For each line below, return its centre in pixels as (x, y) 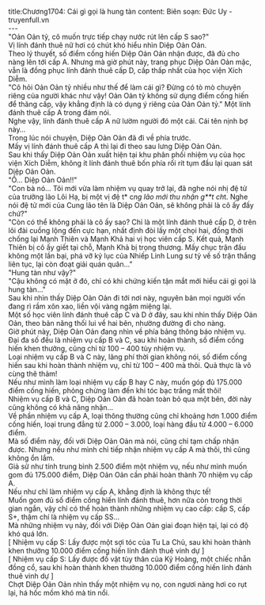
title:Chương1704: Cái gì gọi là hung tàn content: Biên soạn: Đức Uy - (120, 11)
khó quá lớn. (28, 534)
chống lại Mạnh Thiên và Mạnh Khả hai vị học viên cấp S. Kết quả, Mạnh (126, 239)
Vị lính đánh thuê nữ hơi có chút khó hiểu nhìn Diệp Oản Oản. (108, 45)
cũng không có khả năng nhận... (61, 407)
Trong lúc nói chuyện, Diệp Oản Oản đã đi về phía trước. (100, 138)
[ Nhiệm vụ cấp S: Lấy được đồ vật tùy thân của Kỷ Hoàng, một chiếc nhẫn (130, 559)
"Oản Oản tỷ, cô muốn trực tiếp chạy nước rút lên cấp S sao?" (109, 36)
